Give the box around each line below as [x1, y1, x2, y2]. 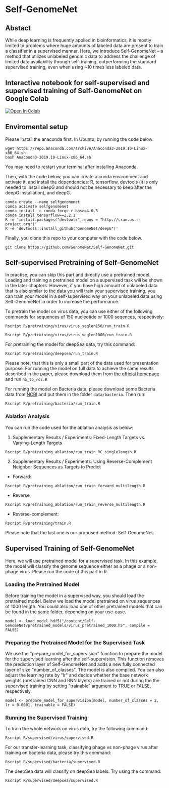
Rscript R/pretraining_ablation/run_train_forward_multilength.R [5, 483, 145, 488]
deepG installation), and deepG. [5, 189, 72, 195]
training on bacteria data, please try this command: [5, 750, 111, 756]
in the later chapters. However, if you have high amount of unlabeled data [5, 283, 158, 289]
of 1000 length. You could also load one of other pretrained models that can [5, 603, 163, 609]
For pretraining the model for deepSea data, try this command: [5, 341, 135, 347]
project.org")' [5, 221, 37, 226]
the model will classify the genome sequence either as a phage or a [5, 563, 146, 569]
